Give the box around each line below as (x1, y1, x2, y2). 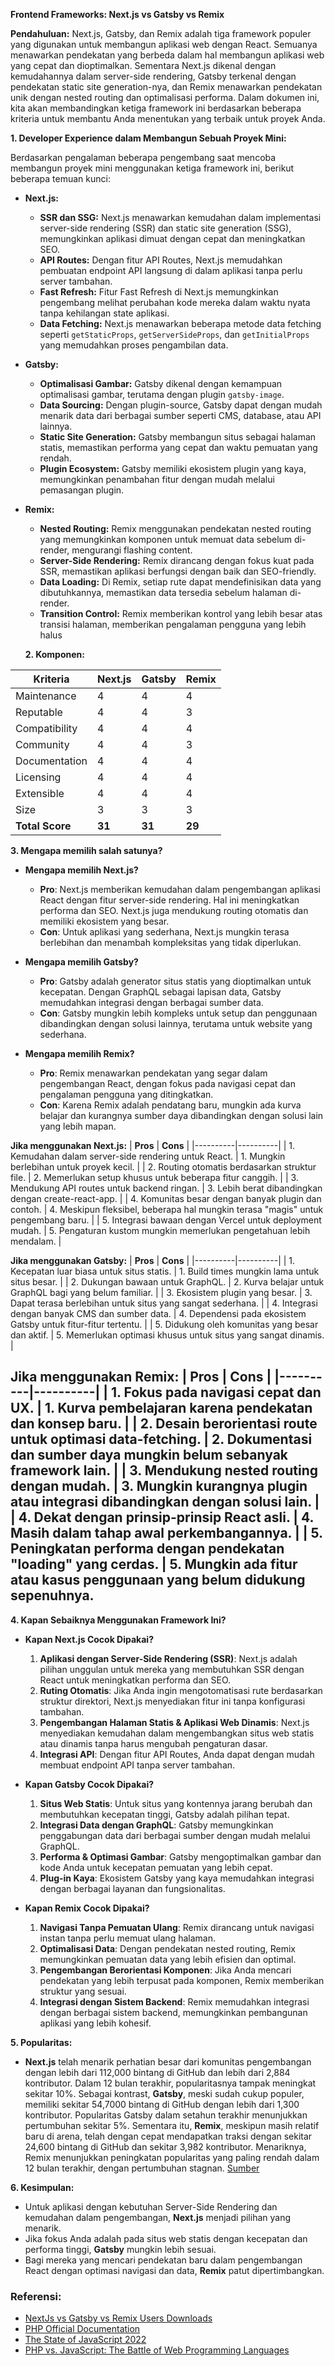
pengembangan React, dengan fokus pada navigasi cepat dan (39, 1078, 296, 1089)
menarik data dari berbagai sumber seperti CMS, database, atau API (39, 410, 322, 421)
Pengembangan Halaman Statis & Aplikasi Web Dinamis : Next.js (39, 1716, 310, 1728)
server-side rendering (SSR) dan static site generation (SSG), (39, 222, 292, 234)
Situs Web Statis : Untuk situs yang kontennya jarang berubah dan (39, 1797, 313, 1809)
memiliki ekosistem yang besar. (39, 915, 170, 927)
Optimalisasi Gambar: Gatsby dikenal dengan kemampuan (39, 378, 283, 389)
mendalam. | (10, 1235, 62, 1247)
